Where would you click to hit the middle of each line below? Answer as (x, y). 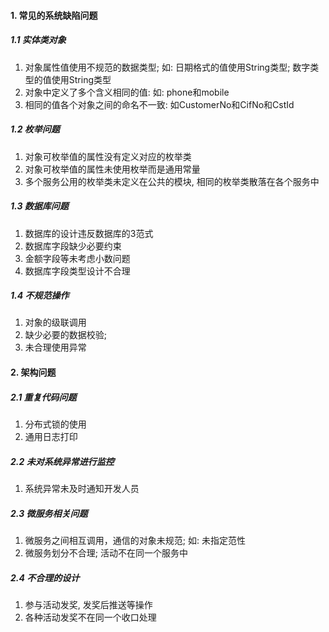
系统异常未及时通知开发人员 (82, 488)
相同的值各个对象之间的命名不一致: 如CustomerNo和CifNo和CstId (159, 104)
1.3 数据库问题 (39, 206)
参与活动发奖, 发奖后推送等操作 (88, 604)
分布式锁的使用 (55, 424)
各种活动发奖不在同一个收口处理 (90, 617)
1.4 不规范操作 (40, 296)
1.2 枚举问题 (35, 129)
